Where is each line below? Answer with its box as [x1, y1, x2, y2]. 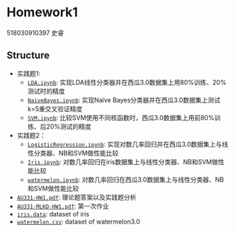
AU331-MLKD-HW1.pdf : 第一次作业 [16, 202, 109, 210]
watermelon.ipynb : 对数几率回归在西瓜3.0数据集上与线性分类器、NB [27, 175, 224, 184]
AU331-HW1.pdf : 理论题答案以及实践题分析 [16, 192, 137, 202]
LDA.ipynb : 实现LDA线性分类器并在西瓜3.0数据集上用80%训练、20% [27, 78, 227, 86]
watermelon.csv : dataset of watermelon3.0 [16, 217, 141, 226]
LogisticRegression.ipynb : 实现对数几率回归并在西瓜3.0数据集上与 [27, 139, 222, 149]
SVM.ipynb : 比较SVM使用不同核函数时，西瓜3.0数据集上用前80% [27, 113, 215, 122]
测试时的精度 [27, 86, 65, 95]
